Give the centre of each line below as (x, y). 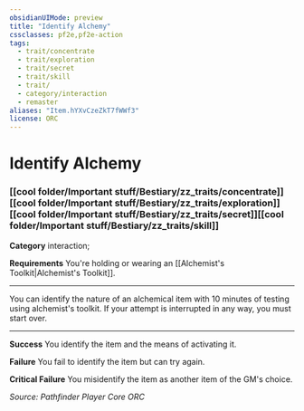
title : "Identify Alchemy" (60, 26)
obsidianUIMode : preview (56, 18)
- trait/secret (46, 69)
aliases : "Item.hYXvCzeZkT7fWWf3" (75, 110)
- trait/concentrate (56, 52)
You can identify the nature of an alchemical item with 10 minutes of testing (149, 299)
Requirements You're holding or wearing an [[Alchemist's (117, 263)
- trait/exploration (56, 60)
